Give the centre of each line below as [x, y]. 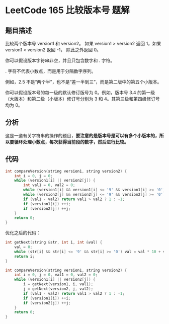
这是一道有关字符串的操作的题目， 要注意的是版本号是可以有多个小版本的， [82, 135]
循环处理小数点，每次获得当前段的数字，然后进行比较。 [71, 142]
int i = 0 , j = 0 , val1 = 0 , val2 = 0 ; [56, 275]
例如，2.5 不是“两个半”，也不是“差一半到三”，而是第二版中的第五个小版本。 [83, 82]
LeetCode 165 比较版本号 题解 [67, 10]
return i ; [25, 256]
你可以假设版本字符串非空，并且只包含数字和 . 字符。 [60, 60]
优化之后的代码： [23, 233]
